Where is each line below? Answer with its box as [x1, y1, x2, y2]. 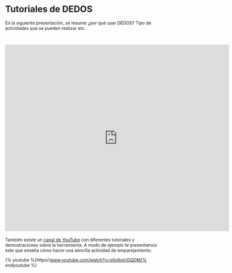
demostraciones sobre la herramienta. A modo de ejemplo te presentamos [5, 242, 157, 248]
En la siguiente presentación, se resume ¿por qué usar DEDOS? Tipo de [5, 20, 152, 26]
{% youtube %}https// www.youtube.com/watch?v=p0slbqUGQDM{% [5, 257, 147, 263]
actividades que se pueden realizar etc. [5, 25, 86, 31]
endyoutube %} [5, 262, 37, 268]
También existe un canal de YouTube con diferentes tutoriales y [5, 237, 135, 243]
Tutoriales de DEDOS [5, 3, 93, 15]
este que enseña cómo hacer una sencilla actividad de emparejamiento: [5, 247, 152, 253]
